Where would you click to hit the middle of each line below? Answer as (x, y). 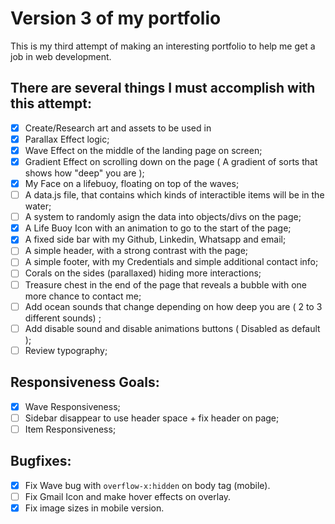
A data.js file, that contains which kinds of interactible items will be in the (174, 195)
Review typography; (66, 350)
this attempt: (51, 103)
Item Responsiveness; (70, 429)
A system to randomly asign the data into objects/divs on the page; (163, 217)
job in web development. (61, 56)
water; (38, 206)
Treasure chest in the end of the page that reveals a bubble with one (165, 284)
